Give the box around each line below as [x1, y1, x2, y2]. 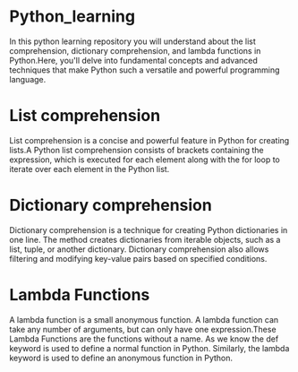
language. [9, 74, 47, 84]
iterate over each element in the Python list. [9, 163, 170, 174]
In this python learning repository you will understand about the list [9, 36, 257, 47]
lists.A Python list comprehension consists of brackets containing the [9, 144, 264, 155]
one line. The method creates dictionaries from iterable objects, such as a [9, 234, 281, 245]
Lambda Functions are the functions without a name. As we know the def [9, 333, 279, 344]
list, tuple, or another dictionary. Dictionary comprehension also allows [9, 244, 269, 255]
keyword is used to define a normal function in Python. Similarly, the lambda [9, 342, 290, 353]
